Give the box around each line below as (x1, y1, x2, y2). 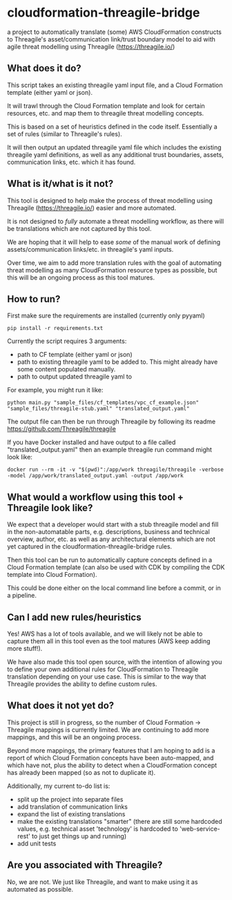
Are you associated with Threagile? (7, 859, 163, 871)
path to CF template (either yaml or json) (17, 351, 133, 359)
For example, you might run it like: (7, 386, 104, 394)
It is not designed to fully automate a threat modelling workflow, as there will (7, 217, 224, 226)
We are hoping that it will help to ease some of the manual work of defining (7, 237, 221, 246)
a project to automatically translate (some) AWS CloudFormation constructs (7, 28, 222, 36)
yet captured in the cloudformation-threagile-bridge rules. (7, 542, 173, 551)
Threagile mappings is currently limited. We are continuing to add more (7, 725, 209, 734)
